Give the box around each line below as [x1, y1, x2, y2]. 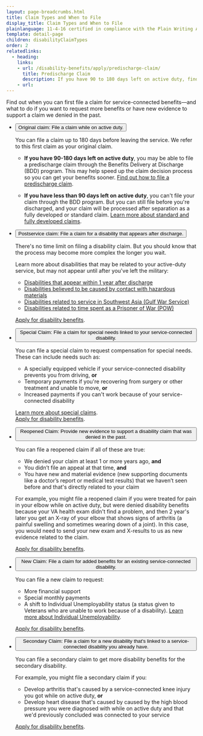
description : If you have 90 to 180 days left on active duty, [22, 76, 185, 82]
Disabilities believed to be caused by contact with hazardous [24, 285, 175, 292]
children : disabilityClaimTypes [6, 37, 88, 43]
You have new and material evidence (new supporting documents [24, 471, 188, 478]
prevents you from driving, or [24, 371, 97, 379]
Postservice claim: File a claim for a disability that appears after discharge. [18, 230, 184, 236]
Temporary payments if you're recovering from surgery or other [24, 378, 183, 385]
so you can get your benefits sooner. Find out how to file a [24, 174, 170, 181]
